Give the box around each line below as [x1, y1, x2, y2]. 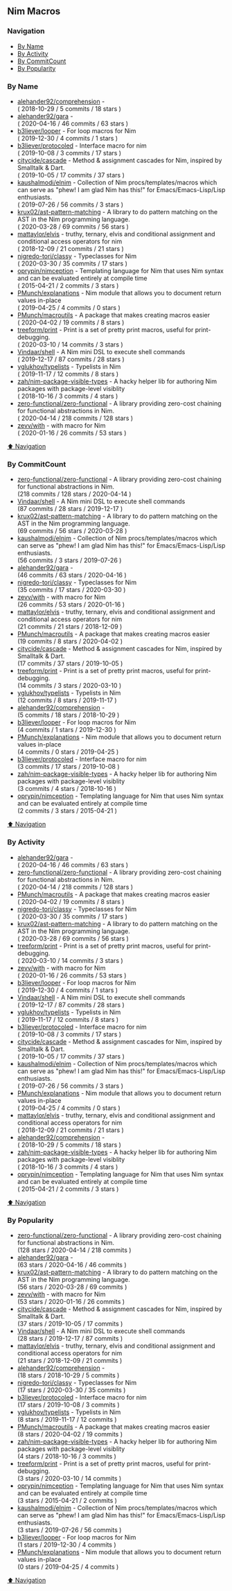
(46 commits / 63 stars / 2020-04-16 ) [17, 571, 127, 580]
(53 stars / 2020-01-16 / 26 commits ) [17, 1297, 125, 1305]
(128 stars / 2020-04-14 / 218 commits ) [17, 1246, 132, 1254]
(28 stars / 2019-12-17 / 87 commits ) [17, 1334, 123, 1342]
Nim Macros [7, 6, 61, 17]
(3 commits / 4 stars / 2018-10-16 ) [17, 785, 116, 793]
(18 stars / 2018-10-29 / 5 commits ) [17, 1371, 120, 1379]
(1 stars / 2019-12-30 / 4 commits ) [17, 1540, 116, 1549]
